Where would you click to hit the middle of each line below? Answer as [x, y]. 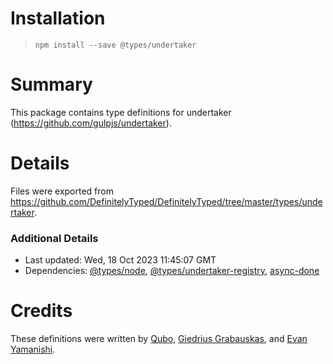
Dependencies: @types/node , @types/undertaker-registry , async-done [172, 271]
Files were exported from [62, 191]
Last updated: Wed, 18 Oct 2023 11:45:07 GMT [120, 260]
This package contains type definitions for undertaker [121, 112]
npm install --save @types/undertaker [115, 45]
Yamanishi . [33, 349]
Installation [58, 18]
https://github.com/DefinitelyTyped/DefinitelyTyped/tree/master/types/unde [166, 201]
